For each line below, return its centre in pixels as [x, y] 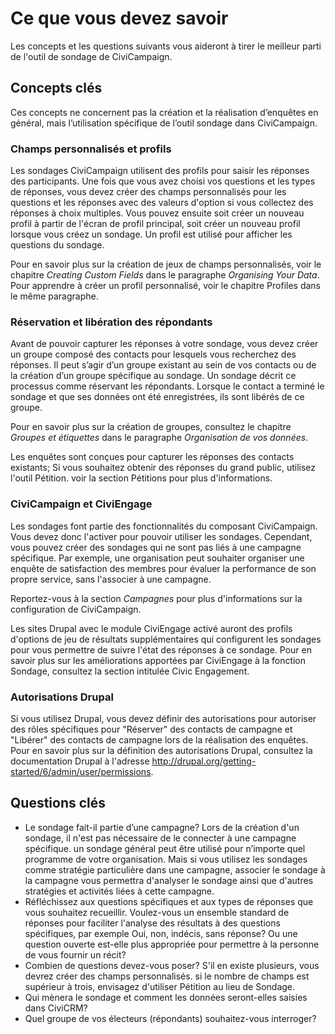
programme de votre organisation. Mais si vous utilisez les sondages [166, 859]
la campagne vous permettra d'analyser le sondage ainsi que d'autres [169, 880]
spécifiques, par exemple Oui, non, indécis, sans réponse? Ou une [161, 933]
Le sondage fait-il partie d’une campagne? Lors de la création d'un [162, 827]
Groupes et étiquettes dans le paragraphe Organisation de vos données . [159, 438]
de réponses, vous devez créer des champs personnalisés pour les [148, 192]
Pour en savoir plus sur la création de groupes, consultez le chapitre [151, 427]
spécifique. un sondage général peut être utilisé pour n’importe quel [165, 848]
